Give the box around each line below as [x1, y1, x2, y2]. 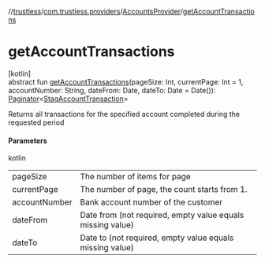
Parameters [8, 136, 47, 145]
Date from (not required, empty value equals [80, 209, 244, 220]
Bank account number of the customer [80, 197, 223, 208]
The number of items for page [80, 171, 191, 182]
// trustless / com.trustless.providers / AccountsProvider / [8, 7, 184, 16]
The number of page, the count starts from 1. [80, 184, 248, 195]
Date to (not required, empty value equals [80, 232, 234, 243]
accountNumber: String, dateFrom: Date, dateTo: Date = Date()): [8, 85, 216, 95]
